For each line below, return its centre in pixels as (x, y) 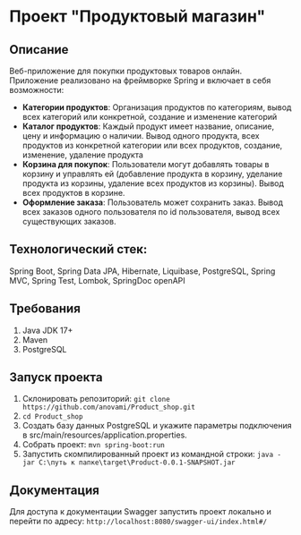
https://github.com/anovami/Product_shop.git (108, 408)
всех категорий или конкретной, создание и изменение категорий (150, 117)
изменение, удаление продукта (82, 155)
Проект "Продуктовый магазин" (138, 17)
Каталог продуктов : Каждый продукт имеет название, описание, (148, 126)
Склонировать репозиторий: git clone (96, 399)
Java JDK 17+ (47, 330)
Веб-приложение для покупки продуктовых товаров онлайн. (126, 71)
